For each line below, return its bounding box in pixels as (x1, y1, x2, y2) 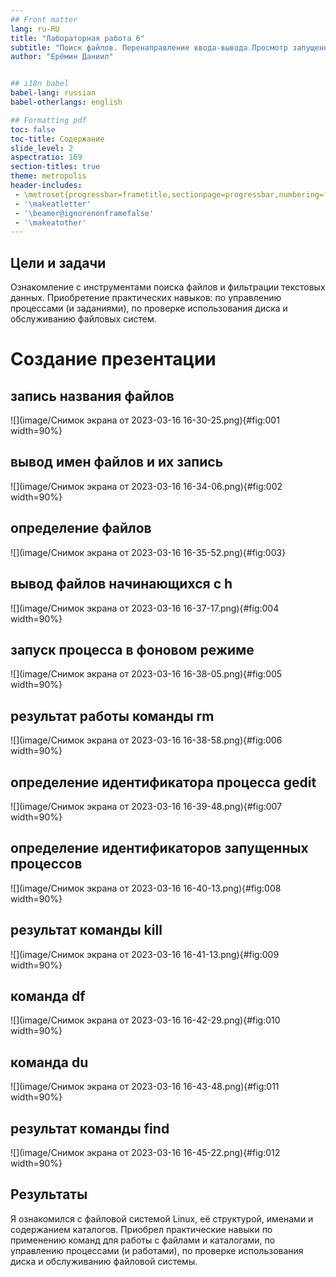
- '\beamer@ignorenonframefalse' (14, 208, 155, 218)
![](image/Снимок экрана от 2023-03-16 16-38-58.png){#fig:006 (10, 734, 283, 746)
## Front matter (10, 14, 78, 25)
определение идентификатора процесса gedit (10, 774, 317, 791)
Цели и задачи (10, 254, 107, 271)
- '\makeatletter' (14, 199, 92, 209)
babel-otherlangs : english (10, 97, 123, 107)
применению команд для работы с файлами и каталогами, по (10, 1234, 276, 1246)
